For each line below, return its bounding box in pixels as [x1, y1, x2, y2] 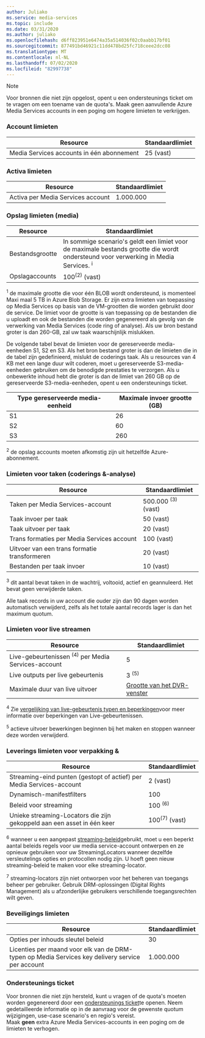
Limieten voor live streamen [6, 625, 91, 634]
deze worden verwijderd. [6, 731, 69, 739]
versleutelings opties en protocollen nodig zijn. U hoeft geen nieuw [6, 855, 175, 863]
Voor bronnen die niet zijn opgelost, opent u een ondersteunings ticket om [6, 94, 193, 101]
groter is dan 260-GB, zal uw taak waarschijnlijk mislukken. [6, 328, 156, 336]
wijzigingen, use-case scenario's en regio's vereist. [6, 1012, 136, 1020]
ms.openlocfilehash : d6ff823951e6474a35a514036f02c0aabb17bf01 [6, 37, 171, 43]
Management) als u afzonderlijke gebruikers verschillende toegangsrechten [6, 887, 197, 895]
